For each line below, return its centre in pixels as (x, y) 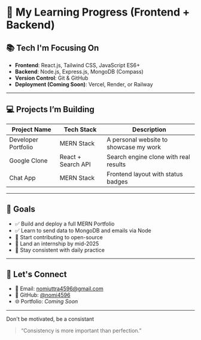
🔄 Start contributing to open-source (59, 237)
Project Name (32, 130)
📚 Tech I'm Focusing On (53, 48)
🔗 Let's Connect (36, 274)
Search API (75, 164)
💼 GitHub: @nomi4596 (42, 295)
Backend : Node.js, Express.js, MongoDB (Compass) (79, 72)
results (116, 164)
